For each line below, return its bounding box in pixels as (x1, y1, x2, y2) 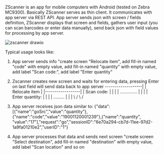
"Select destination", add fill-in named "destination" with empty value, (12, 139, 153, 145)
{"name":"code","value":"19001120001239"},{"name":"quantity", (12, 114, 141, 119)
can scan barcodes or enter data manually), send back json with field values (5, 25, 159, 31)
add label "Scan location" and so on (12, 144, 84, 150)
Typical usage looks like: (5, 49, 55, 55)
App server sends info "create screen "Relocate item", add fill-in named (12, 59, 156, 64)
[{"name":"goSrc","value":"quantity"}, (12, 109, 88, 114)
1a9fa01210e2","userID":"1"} (12, 124, 68, 130)
